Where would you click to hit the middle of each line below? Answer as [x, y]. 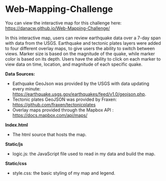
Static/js [14, 144]
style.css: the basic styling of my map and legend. [64, 173]
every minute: [26, 89]
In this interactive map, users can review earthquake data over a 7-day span [83, 38]
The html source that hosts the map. [49, 134]
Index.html [17, 125]
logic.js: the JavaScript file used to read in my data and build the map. [84, 154]
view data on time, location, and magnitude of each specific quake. [74, 64]
